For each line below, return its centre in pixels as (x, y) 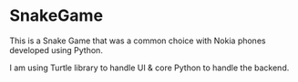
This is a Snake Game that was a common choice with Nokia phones (138, 41)
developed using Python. (56, 50)
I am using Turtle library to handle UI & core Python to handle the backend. (149, 68)
